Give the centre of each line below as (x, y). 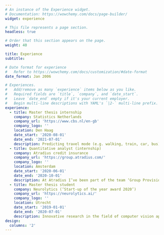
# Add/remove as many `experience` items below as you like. (71, 90)
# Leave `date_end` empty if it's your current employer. (68, 99)
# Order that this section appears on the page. (55, 41)
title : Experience (24, 54)
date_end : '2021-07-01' (38, 139)
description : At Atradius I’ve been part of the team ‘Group (77, 180)
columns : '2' (23, 225)
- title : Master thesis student (42, 185)
